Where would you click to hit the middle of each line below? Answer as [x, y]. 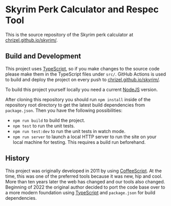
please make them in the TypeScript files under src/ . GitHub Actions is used [86, 74]
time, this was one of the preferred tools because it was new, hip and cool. [84, 176]
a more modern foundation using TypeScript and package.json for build [80, 192]
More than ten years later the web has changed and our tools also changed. [85, 181]
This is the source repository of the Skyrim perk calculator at [69, 34]
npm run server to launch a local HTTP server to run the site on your [84, 137]
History [17, 158]
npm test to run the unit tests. [44, 126]
